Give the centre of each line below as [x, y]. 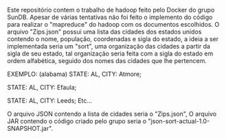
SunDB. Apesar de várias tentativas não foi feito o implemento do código [110, 17]
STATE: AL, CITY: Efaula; [42, 87]
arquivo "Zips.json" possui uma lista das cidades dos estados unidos [104, 31]
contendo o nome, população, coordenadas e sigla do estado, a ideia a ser [113, 39]
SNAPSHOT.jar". [30, 128]
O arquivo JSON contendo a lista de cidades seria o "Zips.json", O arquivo [112, 114]
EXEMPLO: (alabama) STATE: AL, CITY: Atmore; [75, 74]
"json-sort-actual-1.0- [179, 121]
